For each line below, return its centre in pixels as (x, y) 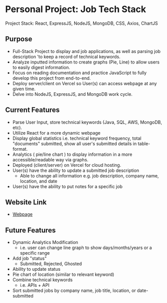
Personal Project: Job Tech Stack (76, 9)
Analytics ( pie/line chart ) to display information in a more (72, 154)
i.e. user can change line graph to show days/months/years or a (86, 248)
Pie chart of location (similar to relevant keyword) (63, 275)
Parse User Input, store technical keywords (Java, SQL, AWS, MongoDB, (87, 122)
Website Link (26, 202)
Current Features (33, 110)
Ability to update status (36, 269)
